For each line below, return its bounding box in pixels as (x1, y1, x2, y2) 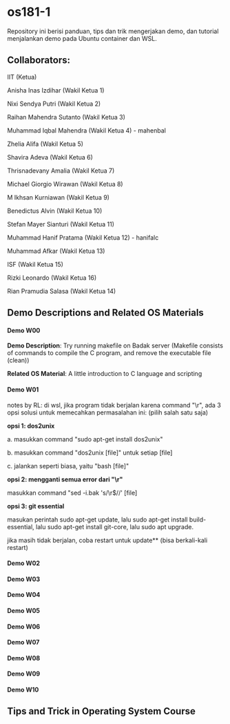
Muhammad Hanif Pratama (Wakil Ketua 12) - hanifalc (7, 233, 159, 242)
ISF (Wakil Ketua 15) (7, 260, 64, 268)
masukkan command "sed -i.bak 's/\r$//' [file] (7, 488, 138, 497)
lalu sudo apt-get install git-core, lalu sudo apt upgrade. (35, 522, 194, 531)
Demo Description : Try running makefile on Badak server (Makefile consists (7, 341, 224, 350)
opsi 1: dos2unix (7, 421, 55, 430)
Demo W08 (7, 654, 41, 662)
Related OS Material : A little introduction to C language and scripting (7, 370, 202, 378)
